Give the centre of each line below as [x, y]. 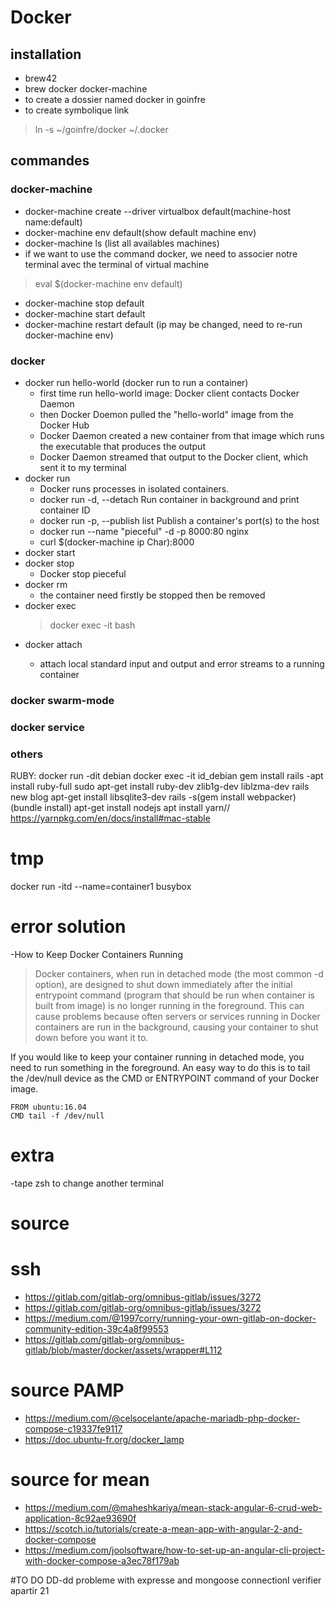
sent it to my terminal [83, 467]
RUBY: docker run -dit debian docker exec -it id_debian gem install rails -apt [167, 776]
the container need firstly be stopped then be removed [152, 595]
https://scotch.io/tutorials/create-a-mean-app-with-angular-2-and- [163, 1528]
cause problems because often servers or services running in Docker [177, 1016]
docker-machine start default [85, 313]
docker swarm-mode [62, 700]
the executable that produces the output [122, 446]
